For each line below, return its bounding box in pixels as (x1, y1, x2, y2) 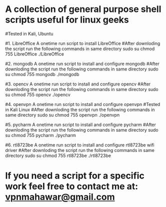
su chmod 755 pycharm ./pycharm (5, 132, 76, 138)
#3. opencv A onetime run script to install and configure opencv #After (5, 81, 151, 87)
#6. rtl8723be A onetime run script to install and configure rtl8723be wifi (5, 141, 154, 148)
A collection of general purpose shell (5, 3, 161, 15)
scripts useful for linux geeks (5, 14, 129, 25)
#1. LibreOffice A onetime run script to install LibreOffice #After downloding (5, 40, 160, 46)
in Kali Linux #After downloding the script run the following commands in (5, 106, 155, 112)
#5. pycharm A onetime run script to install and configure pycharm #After (5, 121, 156, 127)
